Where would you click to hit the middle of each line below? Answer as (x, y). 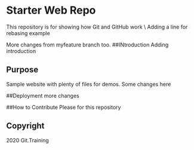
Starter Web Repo (51, 10)
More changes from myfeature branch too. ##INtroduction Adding (87, 45)
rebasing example (28, 33)
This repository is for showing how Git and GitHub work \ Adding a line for (97, 27)
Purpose (22, 70)
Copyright (25, 126)
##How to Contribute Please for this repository (64, 107)
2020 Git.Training (27, 140)
